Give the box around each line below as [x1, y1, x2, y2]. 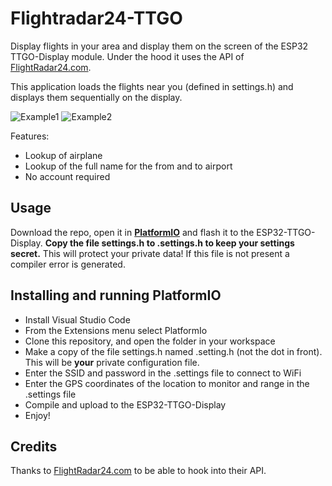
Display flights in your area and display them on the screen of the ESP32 [10, 40, 309, 52]
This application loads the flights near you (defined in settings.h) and [10, 80, 294, 92]
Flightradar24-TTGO [10, 7, 183, 30]
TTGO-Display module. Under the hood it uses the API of [10, 50, 245, 62]
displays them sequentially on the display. [10, 91, 183, 103]
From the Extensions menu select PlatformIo [24, 324, 208, 336]
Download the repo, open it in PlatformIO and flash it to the [10, 226, 255, 238]
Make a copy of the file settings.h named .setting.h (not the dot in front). [24, 345, 323, 357]
